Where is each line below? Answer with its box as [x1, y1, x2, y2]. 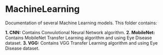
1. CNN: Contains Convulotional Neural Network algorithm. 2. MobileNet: [5, 29, 156, 35]
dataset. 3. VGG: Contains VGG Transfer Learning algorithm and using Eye [5, 40, 158, 46]
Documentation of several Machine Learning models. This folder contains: [5, 20, 158, 26]
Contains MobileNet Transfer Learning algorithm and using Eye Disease [5, 35, 152, 41]
